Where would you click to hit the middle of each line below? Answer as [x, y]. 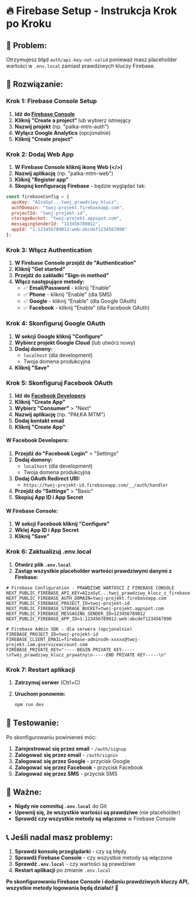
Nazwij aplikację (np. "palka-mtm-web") [64, 173]
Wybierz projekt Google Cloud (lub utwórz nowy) [75, 342]
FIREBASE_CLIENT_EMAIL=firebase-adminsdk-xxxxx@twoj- [73, 639]
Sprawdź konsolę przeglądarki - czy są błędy [70, 852]
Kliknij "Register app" [42, 179]
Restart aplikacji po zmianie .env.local [62, 870]
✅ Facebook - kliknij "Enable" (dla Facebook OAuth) [86, 308]
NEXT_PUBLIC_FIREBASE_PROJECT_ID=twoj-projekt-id [68, 603]
